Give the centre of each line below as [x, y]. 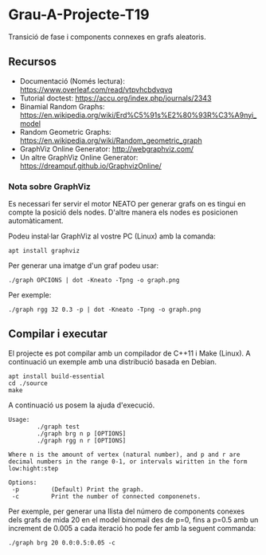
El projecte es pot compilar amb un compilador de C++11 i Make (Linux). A [129, 353]
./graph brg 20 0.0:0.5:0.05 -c [62, 543]
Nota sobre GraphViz [50, 187]
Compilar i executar [58, 334]
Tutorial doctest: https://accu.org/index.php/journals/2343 [115, 98]
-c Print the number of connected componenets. [106, 496]
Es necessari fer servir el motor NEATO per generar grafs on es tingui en [127, 204]
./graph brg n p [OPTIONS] [82, 433]
